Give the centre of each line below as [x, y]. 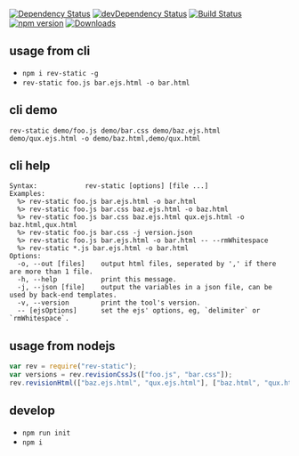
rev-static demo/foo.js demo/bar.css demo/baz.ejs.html [115, 130]
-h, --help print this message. [97, 280]
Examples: [28, 194]
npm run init [46, 433]
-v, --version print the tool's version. [109, 303]
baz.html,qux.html [43, 225]
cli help [30, 166]
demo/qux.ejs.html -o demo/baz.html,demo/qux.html [105, 138]
